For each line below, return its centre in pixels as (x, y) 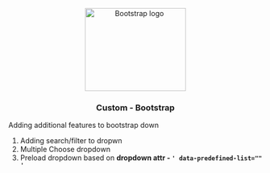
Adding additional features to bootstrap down (84, 126)
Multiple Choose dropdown (65, 150)
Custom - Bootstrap (135, 107)
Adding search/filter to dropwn (71, 141)
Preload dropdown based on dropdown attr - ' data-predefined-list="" (141, 158)
